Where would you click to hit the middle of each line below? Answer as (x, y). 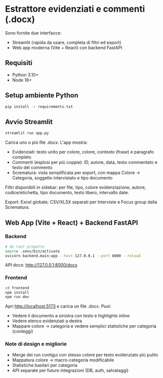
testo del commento (32, 168)
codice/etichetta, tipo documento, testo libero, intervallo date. (67, 193)
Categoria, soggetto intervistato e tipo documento (62, 178)
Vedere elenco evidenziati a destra (47, 321)
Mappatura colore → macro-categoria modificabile (63, 360)
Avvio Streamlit (29, 122)
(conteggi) (22, 332)
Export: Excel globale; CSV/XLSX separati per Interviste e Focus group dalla (81, 202)
